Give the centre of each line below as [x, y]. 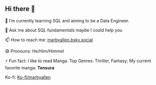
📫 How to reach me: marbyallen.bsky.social [49, 40]
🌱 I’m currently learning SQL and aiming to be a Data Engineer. [67, 20]
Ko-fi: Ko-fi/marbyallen [28, 77]
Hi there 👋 [20, 9]
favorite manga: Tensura [30, 68]
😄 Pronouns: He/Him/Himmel [35, 51]
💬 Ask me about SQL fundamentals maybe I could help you [64, 30]
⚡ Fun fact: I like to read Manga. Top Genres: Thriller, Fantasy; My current [78, 61]
